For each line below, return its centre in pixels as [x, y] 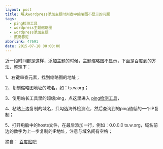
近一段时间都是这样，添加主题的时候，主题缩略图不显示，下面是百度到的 [78, 61]
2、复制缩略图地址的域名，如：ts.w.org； [47, 87]
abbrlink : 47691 [22, 42]
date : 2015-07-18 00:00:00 [33, 46]
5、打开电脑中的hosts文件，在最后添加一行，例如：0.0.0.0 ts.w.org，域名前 [81, 125]
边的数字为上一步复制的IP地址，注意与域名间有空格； [59, 131]
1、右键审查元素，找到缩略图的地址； [43, 77]
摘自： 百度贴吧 [21, 141]
